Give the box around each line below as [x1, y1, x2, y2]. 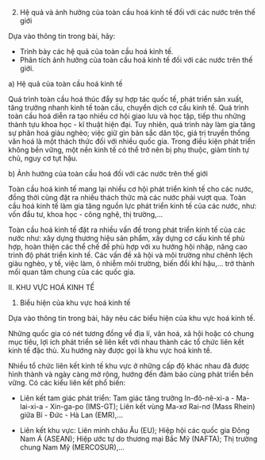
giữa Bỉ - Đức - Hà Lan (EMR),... [19, 410, 123, 419]
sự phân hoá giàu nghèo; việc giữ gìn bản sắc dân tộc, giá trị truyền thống [8, 128, 250, 137]
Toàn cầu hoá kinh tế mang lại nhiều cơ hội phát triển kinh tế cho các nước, [8, 184, 254, 194]
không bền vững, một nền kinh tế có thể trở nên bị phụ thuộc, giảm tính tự [8, 145, 250, 154]
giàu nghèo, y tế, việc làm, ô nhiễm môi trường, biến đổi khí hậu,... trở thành [8, 259, 255, 268]
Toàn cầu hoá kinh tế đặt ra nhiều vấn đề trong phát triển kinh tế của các [8, 225, 246, 234]
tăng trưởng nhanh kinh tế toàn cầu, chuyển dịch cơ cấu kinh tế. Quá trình [8, 103, 249, 112]
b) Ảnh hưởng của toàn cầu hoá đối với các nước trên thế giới [8, 169, 209, 178]
